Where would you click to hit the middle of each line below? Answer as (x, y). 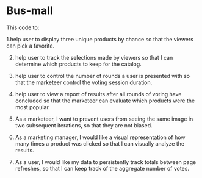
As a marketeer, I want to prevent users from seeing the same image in (104, 119)
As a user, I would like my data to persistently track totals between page (106, 162)
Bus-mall (30, 11)
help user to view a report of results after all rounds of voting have (98, 94)
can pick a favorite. (31, 46)
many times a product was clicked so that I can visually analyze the (100, 143)
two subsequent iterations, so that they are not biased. (84, 125)
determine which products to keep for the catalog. (78, 64)
